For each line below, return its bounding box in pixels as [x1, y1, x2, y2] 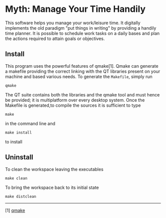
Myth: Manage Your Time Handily [5, 3, 146, 15]
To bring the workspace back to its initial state [5, 184, 99, 190]
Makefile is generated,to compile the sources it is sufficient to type [5, 102, 141, 108]
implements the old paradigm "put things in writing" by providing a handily [5, 25, 157, 31]
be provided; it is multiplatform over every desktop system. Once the [5, 97, 145, 103]
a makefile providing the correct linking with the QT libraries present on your [5, 68, 161, 74]
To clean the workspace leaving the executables [5, 166, 104, 172]
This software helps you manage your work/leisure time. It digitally [5, 20, 141, 26]
